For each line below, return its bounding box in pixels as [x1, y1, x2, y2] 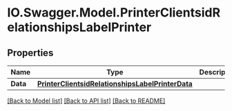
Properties [7, 47, 54, 59]
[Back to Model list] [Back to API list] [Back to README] [7, 97, 166, 105]
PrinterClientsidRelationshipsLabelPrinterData [37, 79, 193, 88]
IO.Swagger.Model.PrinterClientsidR [7, 5, 221, 21]
